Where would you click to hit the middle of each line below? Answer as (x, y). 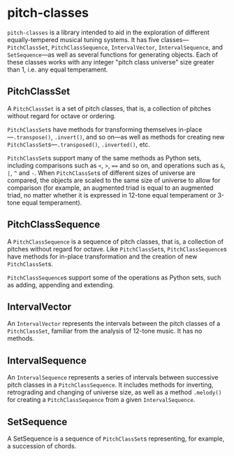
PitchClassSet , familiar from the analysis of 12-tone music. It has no (105, 331)
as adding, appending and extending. (61, 284)
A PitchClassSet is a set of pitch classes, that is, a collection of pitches (109, 108)
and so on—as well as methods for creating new (155, 137)
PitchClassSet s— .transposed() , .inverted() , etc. (79, 144)
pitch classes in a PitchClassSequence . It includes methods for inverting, (110, 385)
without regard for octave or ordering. (62, 116)
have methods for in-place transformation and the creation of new (102, 256)
